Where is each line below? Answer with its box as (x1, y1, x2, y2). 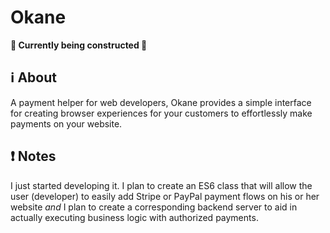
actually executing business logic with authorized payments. (10, 211, 259, 223)
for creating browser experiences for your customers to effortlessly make (10, 107, 313, 119)
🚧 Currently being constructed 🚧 (10, 39, 148, 51)
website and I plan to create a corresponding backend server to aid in (10, 201, 298, 213)
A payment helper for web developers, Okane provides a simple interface (10, 96, 312, 108)
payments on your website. (10, 117, 123, 130)
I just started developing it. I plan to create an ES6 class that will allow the (10, 179, 313, 191)
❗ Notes (10, 148, 57, 165)
